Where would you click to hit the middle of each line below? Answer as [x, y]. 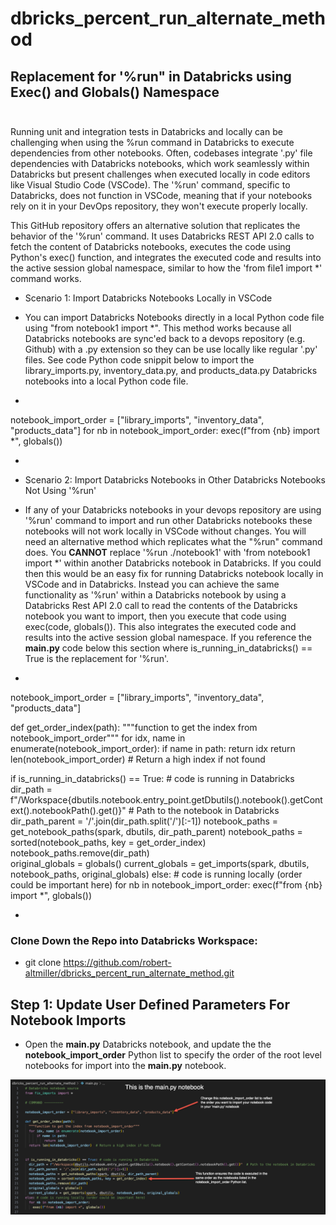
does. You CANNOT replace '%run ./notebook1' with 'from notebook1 [167, 552]
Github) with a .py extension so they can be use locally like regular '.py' [171, 349]
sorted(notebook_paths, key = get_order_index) [108, 842]
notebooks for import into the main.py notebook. [125, 1066]
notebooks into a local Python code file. [106, 381]
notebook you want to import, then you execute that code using [155, 616]
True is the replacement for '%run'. [96, 658]
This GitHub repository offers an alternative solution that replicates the [155, 225]
